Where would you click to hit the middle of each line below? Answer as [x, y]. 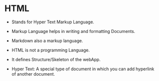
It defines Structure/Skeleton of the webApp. [56, 59]
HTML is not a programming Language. [51, 50]
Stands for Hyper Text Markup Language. [53, 22]
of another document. [33, 74]
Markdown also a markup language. [47, 40]
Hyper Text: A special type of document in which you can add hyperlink [83, 69]
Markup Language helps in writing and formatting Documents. [73, 31]
